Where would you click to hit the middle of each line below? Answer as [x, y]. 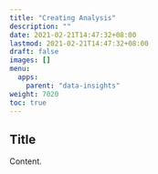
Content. [26, 161]
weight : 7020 [34, 94]
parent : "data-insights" [73, 86]
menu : [20, 69]
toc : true [28, 102]
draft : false [34, 52]
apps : [28, 77]
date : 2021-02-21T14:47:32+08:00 [73, 35]
